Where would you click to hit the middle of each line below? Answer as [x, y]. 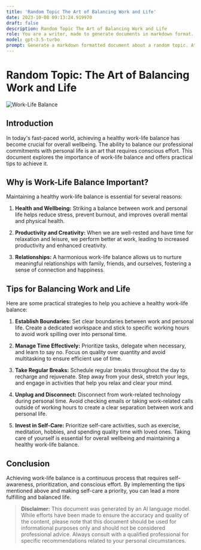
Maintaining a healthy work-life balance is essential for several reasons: [95, 197]
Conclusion [28, 463]
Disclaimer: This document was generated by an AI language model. [106, 509]
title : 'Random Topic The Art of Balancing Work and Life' [81, 12]
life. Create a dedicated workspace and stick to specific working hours [102, 328]
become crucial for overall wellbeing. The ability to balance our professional [100, 144]
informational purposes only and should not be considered [93, 528]
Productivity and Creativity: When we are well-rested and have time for [104, 233]
